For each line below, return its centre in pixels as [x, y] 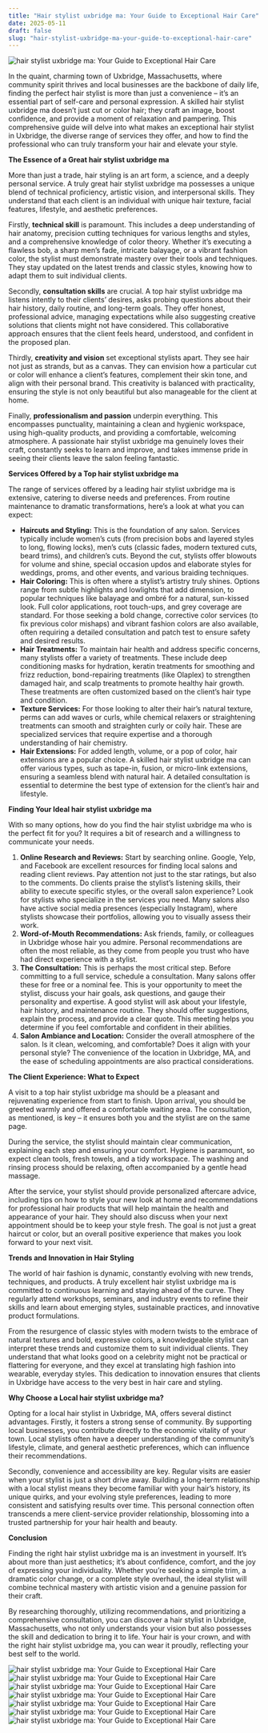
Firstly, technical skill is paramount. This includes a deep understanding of [132, 225]
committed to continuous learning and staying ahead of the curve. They [126, 1291]
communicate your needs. [51, 842]
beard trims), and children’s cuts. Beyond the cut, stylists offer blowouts [138, 556]
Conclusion [28, 1538]
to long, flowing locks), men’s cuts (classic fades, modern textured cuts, [138, 547]
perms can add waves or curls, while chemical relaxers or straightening [138, 718]
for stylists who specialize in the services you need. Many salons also [134, 900]
